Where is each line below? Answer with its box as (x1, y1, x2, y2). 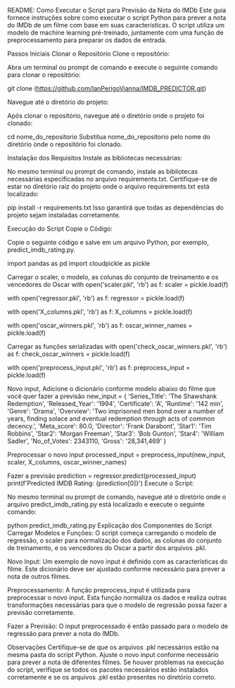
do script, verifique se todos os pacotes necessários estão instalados (7, 665, 209, 674)
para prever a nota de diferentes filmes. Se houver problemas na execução (7, 658, 224, 666)
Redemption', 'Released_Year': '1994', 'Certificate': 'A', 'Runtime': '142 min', (7, 400, 224, 407)
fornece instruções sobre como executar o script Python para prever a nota (7, 13, 227, 22)
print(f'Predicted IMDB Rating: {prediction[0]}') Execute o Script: (7, 479, 194, 488)
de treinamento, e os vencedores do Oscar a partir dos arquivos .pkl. (7, 544, 207, 552)
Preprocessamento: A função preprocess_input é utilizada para (7, 586, 191, 594)
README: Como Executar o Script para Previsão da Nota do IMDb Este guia (7, 6, 227, 14)
